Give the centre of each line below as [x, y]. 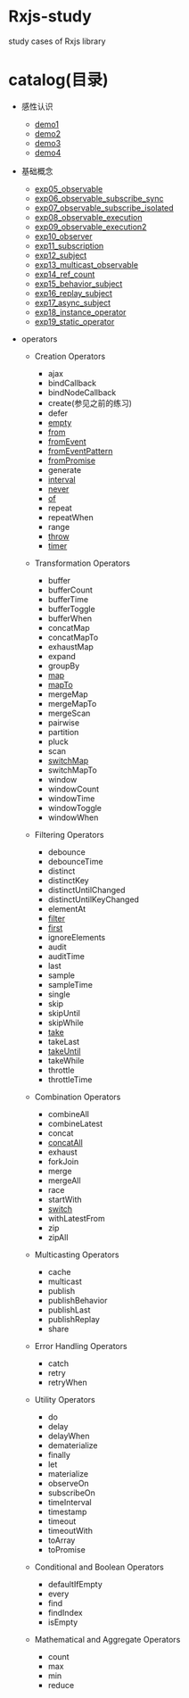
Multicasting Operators [77, 1255]
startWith [65, 1199]
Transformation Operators [82, 563]
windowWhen [73, 817]
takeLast [64, 1041]
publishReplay [74, 1319]
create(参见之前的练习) [90, 402]
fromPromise [71, 460]
